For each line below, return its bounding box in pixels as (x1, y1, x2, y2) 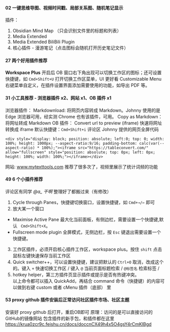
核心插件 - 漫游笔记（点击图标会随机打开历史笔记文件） (12, 45, 129, 51)
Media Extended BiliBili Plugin (12, 39, 75, 45)
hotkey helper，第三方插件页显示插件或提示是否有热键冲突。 (12, 272, 140, 278)
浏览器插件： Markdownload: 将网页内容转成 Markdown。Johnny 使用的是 (5, 107, 161, 113)
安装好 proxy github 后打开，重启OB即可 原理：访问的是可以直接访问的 (5, 309, 153, 315)
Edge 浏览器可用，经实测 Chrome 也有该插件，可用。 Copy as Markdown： (5, 113, 163, 119)
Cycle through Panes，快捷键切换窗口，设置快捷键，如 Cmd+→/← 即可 (12, 199, 155, 205)
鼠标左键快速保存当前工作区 (12, 252, 71, 258)
